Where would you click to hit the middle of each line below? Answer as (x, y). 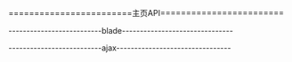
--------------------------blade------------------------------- (121, 31)
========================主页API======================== (146, 13)
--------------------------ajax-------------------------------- (120, 48)
